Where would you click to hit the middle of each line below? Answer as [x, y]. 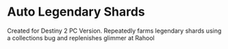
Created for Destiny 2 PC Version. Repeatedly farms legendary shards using [114, 31]
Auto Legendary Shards [76, 12]
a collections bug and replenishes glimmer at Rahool [81, 37]
